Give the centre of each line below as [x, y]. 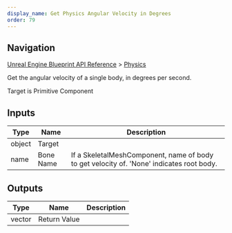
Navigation [31, 48]
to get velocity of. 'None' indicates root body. [144, 164]
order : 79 [21, 20]
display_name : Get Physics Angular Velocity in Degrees [89, 13]
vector [21, 219]
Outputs [25, 188]
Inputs [21, 113]
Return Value [59, 219]
